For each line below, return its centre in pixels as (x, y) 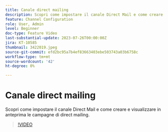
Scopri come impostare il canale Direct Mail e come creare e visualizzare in (83, 109)
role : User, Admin (24, 24)
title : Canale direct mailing (37, 10)
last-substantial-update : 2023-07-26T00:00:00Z (56, 38)
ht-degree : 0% (20, 66)
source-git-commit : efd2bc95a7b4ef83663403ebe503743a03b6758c (72, 52)
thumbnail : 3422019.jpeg (31, 47)
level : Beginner (22, 29)
